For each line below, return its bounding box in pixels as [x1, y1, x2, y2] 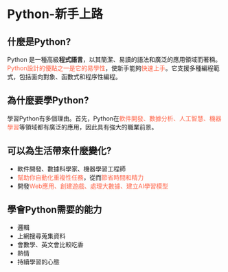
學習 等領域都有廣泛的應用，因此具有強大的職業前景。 [7, 123, 158, 131]
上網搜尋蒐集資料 [16, 232, 66, 240]
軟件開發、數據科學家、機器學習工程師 [16, 165, 126, 173]
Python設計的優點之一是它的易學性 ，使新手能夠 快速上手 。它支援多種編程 [7, 64, 214, 72]
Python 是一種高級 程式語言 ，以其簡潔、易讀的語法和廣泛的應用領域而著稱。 [7, 56, 222, 63]
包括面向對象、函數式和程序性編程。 [19, 73, 122, 81]
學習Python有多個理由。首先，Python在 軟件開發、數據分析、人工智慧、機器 [7, 114, 222, 123]
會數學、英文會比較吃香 [16, 240, 84, 249]
